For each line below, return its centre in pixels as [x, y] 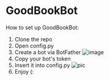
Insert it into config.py [42, 65]
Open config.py [34, 46]
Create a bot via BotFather [48, 52]
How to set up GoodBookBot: [42, 27]
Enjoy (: [24, 71]
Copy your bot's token [42, 58]
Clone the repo [33, 39]
